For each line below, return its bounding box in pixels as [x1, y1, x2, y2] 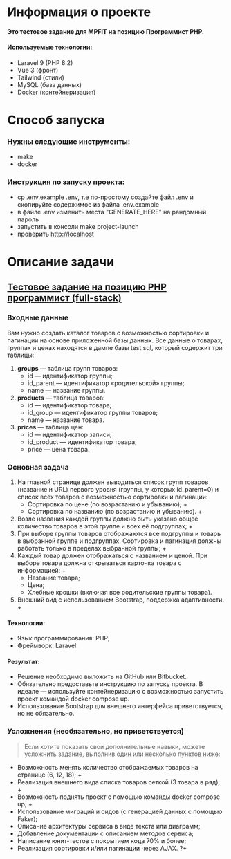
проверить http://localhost [17, 230, 95, 238]
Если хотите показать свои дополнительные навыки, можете [24, 742, 205, 750]
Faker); [17, 814, 38, 823]
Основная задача [7, 462, 69, 472]
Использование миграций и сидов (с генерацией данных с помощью [17, 807, 223, 815]
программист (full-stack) [7, 292, 122, 304]
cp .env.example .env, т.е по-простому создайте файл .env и [17, 193, 194, 201]
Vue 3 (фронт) [17, 66, 59, 74]
